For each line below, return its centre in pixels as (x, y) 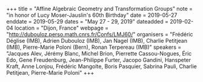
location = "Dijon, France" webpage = (62, 28)
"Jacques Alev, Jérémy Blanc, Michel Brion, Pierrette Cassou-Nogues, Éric (99, 53)
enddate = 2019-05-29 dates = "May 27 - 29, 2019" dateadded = (87, 21)
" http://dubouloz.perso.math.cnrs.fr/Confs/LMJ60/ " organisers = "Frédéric (100, 34)
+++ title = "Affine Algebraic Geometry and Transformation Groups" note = (99, 9)
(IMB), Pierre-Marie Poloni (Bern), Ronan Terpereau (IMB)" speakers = (94, 47)
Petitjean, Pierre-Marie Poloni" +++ (50, 73)
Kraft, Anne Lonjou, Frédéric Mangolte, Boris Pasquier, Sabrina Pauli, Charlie (101, 66)
